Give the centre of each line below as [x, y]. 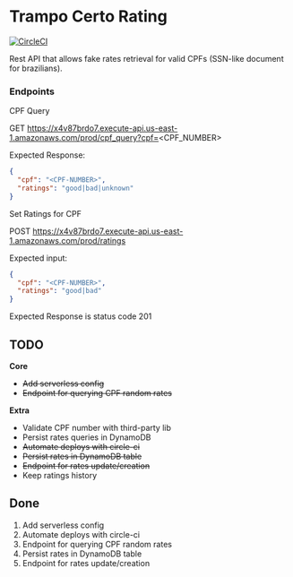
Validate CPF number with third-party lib [97, 428]
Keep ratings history [60, 476]
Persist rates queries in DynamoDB [86, 437]
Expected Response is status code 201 [81, 316]
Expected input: [39, 258]
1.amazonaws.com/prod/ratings [68, 240]
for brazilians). [36, 68]
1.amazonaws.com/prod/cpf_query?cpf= [84, 138]
